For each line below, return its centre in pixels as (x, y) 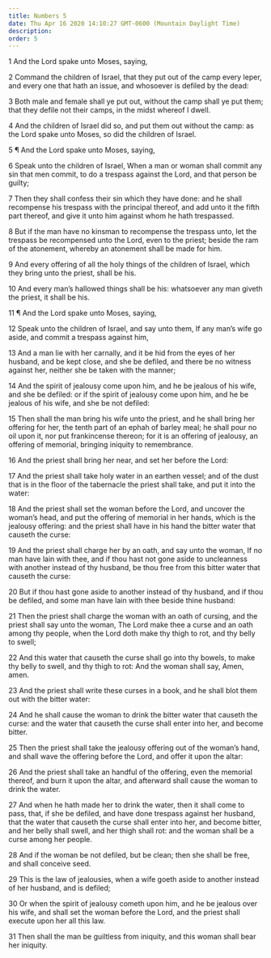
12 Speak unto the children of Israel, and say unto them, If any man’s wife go (135, 329)
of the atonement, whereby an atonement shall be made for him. (115, 249)
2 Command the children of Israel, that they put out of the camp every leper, (135, 77)
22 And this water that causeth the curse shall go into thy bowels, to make (132, 658)
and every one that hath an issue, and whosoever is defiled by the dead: (129, 86)
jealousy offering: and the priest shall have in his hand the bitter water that (132, 526)
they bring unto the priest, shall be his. (72, 273)
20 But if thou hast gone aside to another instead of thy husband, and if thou (136, 592)
